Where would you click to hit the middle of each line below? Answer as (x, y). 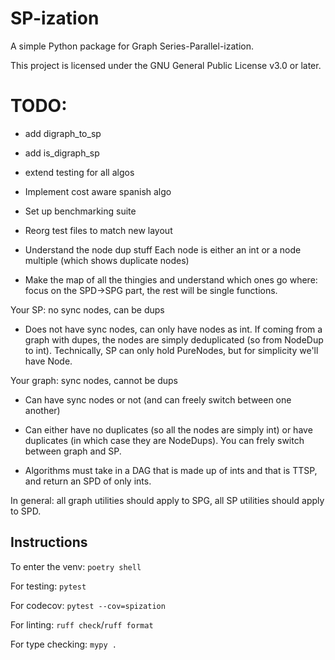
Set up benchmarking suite (80, 211)
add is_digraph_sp (62, 153)
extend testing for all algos (79, 172)
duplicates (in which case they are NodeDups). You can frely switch (164, 440)
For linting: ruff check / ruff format (82, 624)
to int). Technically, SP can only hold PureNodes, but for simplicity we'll (171, 350)
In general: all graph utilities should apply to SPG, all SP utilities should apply (167, 500)
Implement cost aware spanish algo (98, 191)
